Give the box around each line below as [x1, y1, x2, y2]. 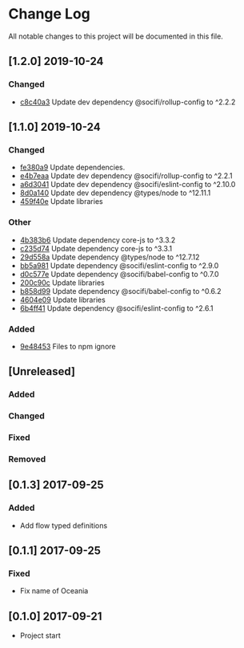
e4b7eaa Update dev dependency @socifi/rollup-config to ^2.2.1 [19, 171, 233, 181]
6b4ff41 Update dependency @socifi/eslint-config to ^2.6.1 [19, 303, 214, 313]
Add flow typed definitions [19, 520, 108, 530]
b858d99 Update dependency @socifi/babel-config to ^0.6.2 [19, 286, 222, 295]
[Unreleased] [8, 365, 76, 378]
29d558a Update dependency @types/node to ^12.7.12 [19, 252, 200, 262]
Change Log [8, 5, 90, 23]
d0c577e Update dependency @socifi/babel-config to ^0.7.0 [19, 269, 219, 279]
